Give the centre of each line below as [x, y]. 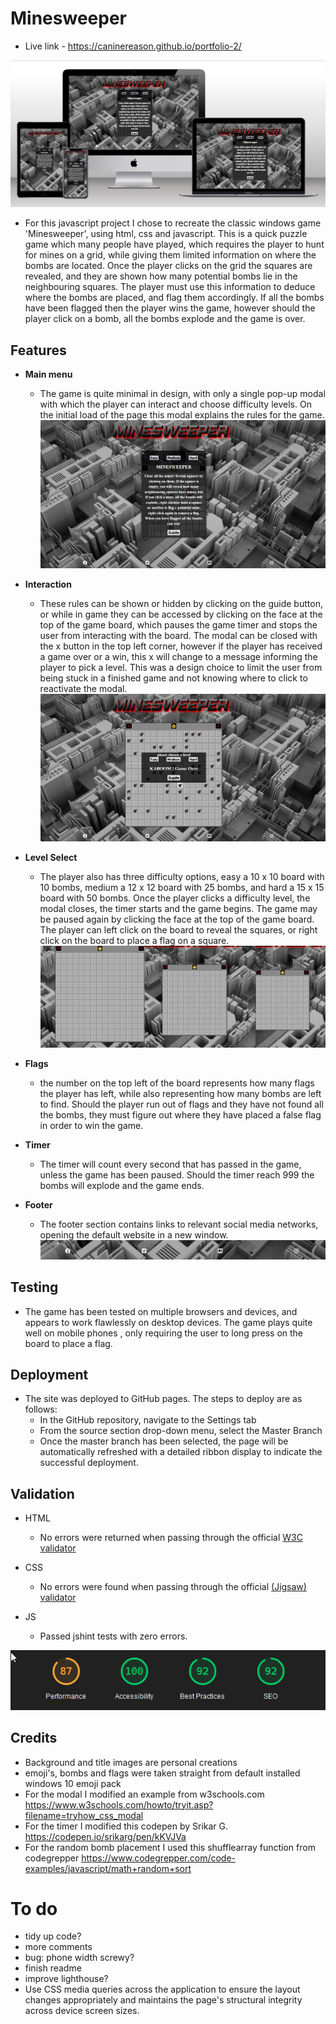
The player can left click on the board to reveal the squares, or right [178, 930]
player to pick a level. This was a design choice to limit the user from [181, 667]
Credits [34, 1738]
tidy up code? [53, 1936]
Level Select [51, 858]
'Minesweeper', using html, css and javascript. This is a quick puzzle [166, 234]
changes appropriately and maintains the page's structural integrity [163, 2000]
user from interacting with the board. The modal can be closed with [178, 635]
